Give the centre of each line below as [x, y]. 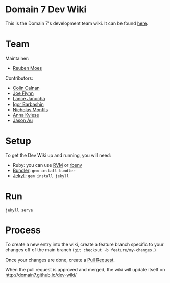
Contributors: [19, 78]
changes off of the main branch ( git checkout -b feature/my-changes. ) [81, 250]
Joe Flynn [23, 93]
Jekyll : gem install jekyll [41, 176]
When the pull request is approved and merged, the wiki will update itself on [85, 269]
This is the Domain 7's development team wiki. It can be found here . [77, 23]
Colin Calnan [26, 88]
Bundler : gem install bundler [44, 170]
